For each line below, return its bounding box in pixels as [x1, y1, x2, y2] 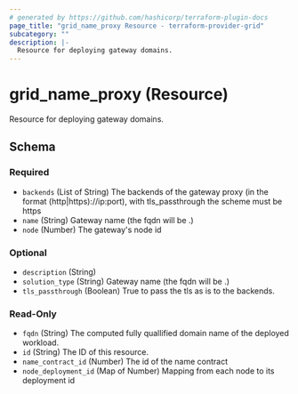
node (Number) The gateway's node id [21, 224, 162, 235]
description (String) [21, 267, 96, 277]
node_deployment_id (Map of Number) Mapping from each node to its [21, 366, 275, 376]
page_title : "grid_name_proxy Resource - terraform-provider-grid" [9, 21, 265, 30]
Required [9, 166, 50, 179]
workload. [21, 337, 60, 348]
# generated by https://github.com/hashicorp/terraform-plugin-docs [9, 12, 269, 22]
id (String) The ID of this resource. [21, 347, 149, 358]
